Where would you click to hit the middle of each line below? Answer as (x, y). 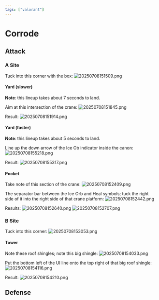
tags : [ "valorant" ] (25, 9)
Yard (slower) (19, 87)
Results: (13, 208)
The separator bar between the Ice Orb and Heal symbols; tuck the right (77, 194)
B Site (12, 221)
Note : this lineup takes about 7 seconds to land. (53, 98)
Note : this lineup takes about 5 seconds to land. (53, 138)
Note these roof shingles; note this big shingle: (51, 253)
